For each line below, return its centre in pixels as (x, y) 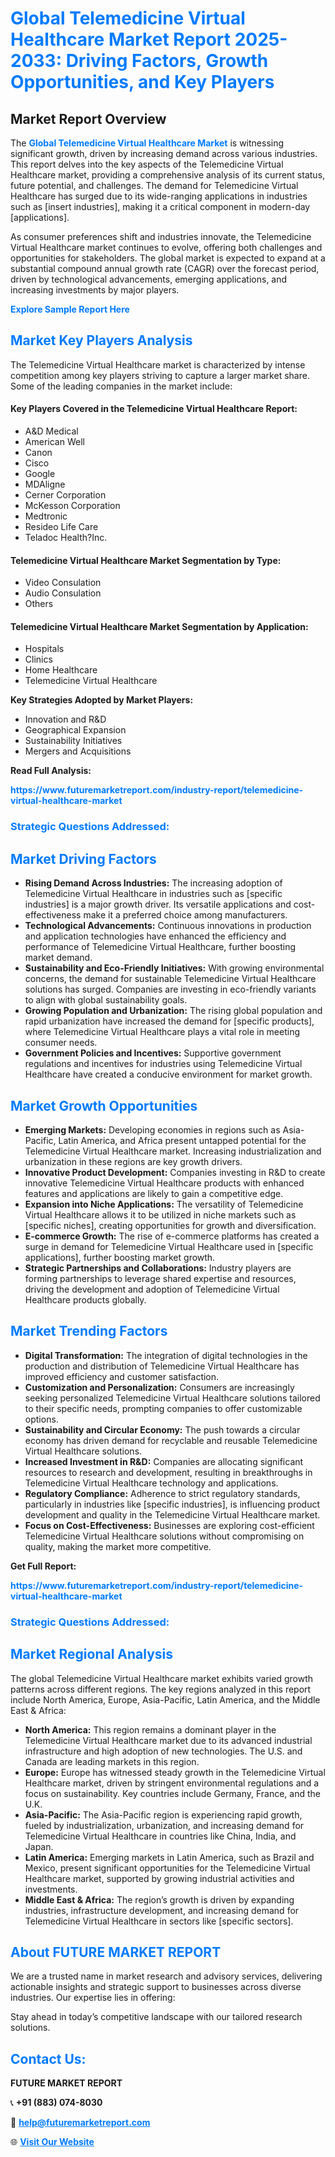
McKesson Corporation (72, 506)
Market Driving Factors (83, 858)
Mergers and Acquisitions (78, 751)
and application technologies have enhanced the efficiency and (155, 936)
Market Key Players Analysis (101, 340)
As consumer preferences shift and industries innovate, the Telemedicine (161, 236)
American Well (54, 442)
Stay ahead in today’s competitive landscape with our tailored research (156, 2017)
